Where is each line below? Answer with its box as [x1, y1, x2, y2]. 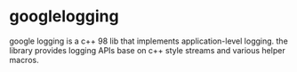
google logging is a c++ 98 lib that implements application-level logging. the [9, 36, 289, 46]
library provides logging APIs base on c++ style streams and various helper [9, 44, 286, 55]
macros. [9, 54, 39, 65]
